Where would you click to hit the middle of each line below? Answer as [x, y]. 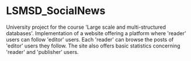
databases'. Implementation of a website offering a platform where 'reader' [96, 33]
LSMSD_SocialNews [56, 11]
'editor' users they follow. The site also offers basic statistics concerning [93, 46]
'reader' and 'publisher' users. [42, 52]
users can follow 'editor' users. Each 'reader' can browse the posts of [90, 39]
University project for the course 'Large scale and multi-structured [86, 27]
